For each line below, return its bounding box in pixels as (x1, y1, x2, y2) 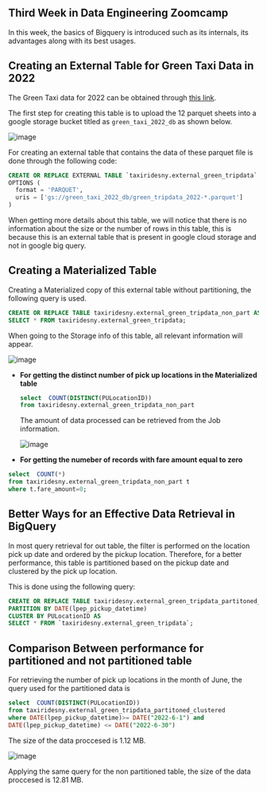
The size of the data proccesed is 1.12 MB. (8, 735, 146, 745)
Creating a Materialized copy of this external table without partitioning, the (8, 284, 252, 294)
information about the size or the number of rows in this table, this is (8, 224, 232, 233)
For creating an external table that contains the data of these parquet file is (8, 147, 253, 157)
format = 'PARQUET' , (15, 186, 83, 194)
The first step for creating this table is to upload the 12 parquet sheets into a (8, 108, 257, 118)
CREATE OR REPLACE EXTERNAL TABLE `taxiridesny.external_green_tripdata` (8, 171, 258, 179)
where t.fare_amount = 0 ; (8, 485, 87, 493)
